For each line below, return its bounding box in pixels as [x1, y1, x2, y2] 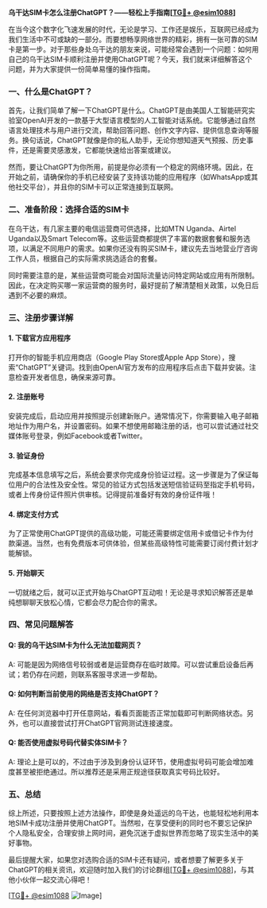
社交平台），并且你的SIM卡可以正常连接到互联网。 [14, 182, 178, 192]
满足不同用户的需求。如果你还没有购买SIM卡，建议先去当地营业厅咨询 [29, 243, 258, 253]
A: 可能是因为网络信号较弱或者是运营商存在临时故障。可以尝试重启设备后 [8, 659, 247, 669]
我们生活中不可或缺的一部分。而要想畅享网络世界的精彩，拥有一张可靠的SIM [8, 35, 258, 44]
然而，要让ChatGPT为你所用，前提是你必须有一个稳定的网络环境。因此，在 [8, 162, 254, 172]
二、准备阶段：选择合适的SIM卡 [8, 204, 130, 215]
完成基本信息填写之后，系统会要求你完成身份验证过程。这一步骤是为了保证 [8, 470, 252, 479]
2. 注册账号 [8, 392, 45, 402]
